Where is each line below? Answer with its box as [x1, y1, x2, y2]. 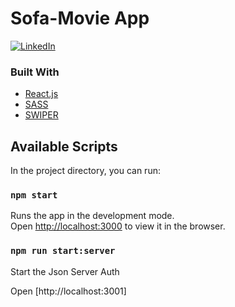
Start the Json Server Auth [10, 265, 120, 277]
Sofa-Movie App [10, 7, 150, 30]
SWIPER [24, 109, 59, 121]
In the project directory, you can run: [10, 165, 161, 177]
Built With [10, 65, 60, 79]
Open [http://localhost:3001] [10, 285, 127, 297]
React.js [24, 88, 59, 100]
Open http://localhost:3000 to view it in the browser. [10, 220, 226, 232]
